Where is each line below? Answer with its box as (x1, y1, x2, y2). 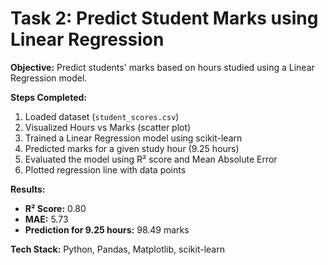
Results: (10, 183, 46, 195)
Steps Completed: (10, 91, 87, 103)
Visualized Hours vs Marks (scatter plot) (24, 121, 192, 133)
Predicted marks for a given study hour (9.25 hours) (24, 142, 240, 154)
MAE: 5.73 (24, 213, 69, 225)
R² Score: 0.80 (24, 202, 87, 214)
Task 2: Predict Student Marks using (10, 7, 319, 30)
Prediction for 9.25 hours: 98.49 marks (24, 223, 190, 236)
